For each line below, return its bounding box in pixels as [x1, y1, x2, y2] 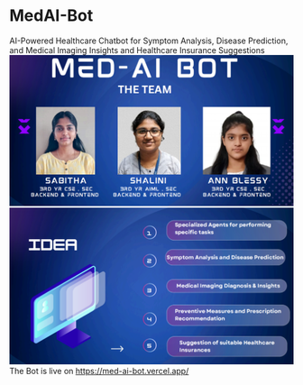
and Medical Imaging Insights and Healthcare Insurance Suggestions [9, 44, 265, 55]
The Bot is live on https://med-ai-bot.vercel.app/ [9, 366, 189, 377]
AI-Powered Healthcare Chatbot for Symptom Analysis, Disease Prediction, [9, 35, 289, 46]
